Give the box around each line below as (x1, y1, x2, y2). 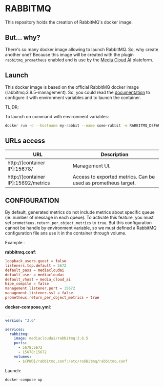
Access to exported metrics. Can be (72, 174, 155, 181)
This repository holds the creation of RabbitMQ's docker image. (5, 19, 133, 25)
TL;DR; (5, 104, 19, 110)
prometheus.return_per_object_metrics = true (5, 295, 99, 300)
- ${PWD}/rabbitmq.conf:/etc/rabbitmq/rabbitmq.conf (18, 359, 128, 363)
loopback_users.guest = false (5, 258, 67, 264)
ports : (14, 340, 27, 346)
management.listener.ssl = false (5, 290, 73, 296)
